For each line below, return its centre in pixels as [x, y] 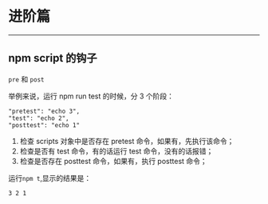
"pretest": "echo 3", [44, 111]
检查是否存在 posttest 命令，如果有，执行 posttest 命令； [113, 161]
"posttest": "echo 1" [44, 125]
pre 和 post [26, 79]
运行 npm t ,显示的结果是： [50, 178]
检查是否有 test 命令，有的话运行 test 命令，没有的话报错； [116, 151]
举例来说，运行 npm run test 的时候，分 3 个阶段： [91, 96]
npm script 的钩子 [53, 58]
